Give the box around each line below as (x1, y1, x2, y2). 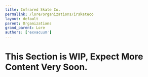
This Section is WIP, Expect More (5, 51, 144, 62)
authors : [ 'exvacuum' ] (5, 30, 52, 35)
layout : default (5, 16, 38, 21)
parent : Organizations (5, 21, 52, 26)
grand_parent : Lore (5, 26, 45, 30)
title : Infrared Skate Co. (5, 7, 61, 12)
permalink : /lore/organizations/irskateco (5, 12, 94, 17)
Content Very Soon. (5, 62, 88, 73)
